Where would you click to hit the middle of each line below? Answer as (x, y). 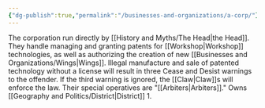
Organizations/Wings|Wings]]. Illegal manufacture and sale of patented (123, 63)
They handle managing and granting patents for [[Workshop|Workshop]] (126, 46)
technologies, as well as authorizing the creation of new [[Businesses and (128, 54)
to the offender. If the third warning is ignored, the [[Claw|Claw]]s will (121, 79)
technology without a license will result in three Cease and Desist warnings (130, 70)
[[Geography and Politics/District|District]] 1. (80, 95)
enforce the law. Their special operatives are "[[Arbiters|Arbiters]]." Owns (127, 88)
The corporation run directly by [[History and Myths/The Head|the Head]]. (129, 38)
